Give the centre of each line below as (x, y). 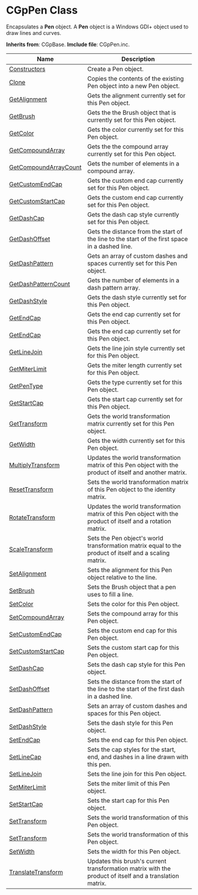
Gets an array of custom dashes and (138, 256)
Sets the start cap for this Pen (128, 800)
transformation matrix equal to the (134, 546)
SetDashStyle (28, 727)
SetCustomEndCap (35, 634)
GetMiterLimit (28, 369)
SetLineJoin (26, 774)
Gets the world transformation (129, 416)
